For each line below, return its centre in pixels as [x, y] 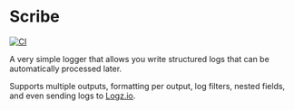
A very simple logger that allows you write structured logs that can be [139, 59]
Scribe [35, 17]
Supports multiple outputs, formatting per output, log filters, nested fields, [147, 86]
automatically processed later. [66, 69]
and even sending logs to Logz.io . [73, 96]
